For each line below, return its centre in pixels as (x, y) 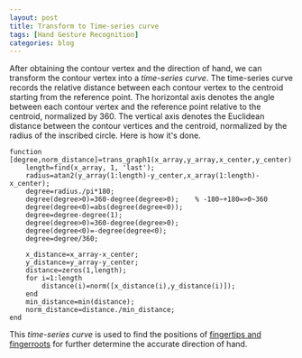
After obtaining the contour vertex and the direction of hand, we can (136, 69)
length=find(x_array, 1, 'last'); (90, 168)
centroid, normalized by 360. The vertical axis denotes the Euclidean (137, 116)
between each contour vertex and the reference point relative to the (135, 107)
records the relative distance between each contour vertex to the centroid (146, 87)
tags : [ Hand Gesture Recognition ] (74, 34)
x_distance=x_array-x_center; (82, 255)
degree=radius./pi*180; (70, 192)
